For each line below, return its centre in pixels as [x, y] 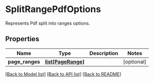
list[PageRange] [65, 61]
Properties [22, 39]
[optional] [135, 61]
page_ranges [24, 61]
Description [104, 53]
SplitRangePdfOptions [53, 9]
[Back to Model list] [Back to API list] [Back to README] [63, 74]
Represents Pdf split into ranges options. [48, 23]
